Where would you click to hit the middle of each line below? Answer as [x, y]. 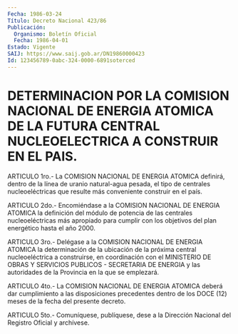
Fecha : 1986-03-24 [35, 14]
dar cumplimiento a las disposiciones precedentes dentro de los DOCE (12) [117, 293]
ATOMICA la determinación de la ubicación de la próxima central [102, 249]
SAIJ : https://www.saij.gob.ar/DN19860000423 [76, 54]
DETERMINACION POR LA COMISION [118, 95]
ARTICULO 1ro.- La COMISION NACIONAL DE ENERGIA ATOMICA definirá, [116, 176]
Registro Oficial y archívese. [48, 323]
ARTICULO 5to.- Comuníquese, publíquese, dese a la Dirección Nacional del [119, 315]
